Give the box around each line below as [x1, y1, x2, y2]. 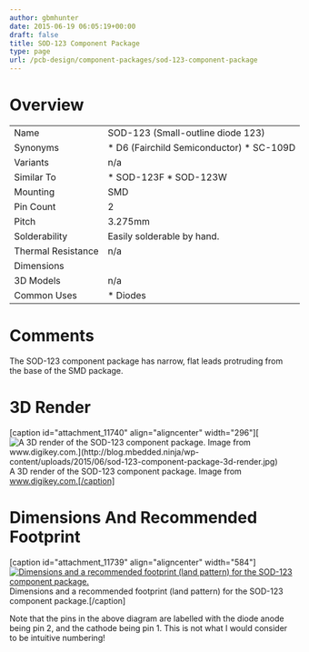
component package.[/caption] [9, 595, 126, 606]
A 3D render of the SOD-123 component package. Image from [9, 466, 243, 476]
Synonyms [14, 141, 59, 154]
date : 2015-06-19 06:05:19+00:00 [9, 22, 136, 31]
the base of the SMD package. [9, 365, 125, 376]
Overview [9, 95, 85, 115]
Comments [9, 326, 95, 346]
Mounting [14, 186, 55, 198]
